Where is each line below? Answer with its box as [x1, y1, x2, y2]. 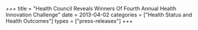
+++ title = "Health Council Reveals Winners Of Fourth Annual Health [5, 5, 177, 12]
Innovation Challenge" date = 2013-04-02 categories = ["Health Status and [5, 11, 193, 18]
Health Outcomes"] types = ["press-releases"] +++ [5, 18, 133, 24]
